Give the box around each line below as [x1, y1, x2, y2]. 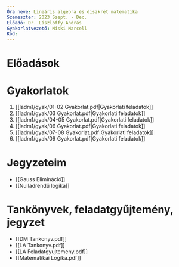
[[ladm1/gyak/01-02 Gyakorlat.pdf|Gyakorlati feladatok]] [15, 104, 153, 111]
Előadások [7, 57, 60, 70]
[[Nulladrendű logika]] [15, 182, 70, 190]
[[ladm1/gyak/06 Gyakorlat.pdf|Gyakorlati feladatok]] [15, 123, 146, 130]
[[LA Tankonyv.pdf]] [15, 242, 65, 249]
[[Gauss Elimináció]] [15, 176, 66, 183]
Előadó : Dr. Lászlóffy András [7, 20, 82, 26]
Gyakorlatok [7, 84, 69, 97]
